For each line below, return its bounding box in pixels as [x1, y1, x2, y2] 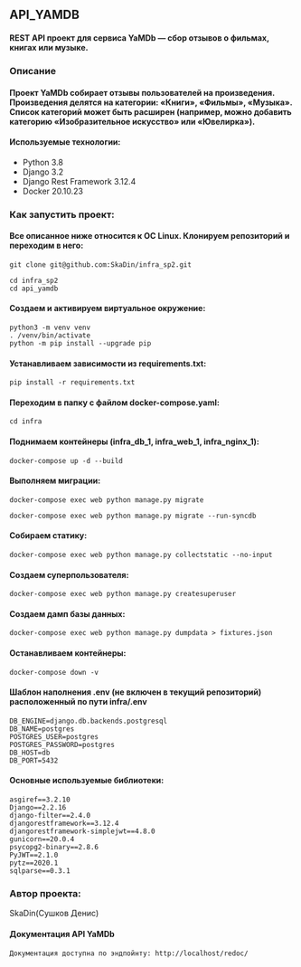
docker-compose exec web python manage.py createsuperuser [9, 590, 237, 599]
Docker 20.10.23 [22, 185, 84, 196]
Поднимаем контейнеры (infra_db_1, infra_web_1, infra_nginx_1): [9, 436, 259, 447]
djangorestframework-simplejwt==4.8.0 [9, 827, 155, 836]
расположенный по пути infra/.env [9, 697, 147, 707]
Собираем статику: [9, 530, 88, 541]
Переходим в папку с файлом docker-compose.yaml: [9, 397, 220, 408]
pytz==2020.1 [9, 858, 59, 867]
